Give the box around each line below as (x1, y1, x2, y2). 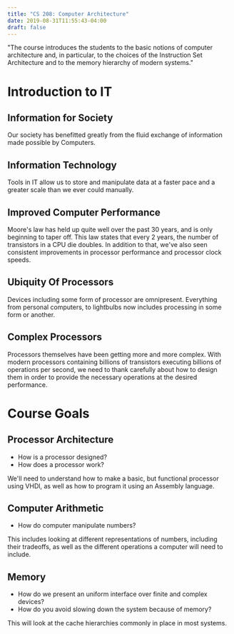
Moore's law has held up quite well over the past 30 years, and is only (7, 226, 213, 233)
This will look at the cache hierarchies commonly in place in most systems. (7, 619, 227, 628)
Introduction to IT (7, 84, 113, 100)
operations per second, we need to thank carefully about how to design (7, 365, 218, 373)
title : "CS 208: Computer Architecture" (7, 10, 130, 18)
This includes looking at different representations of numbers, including (7, 535, 218, 543)
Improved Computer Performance (7, 206, 161, 218)
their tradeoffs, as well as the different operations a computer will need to (7, 543, 223, 551)
